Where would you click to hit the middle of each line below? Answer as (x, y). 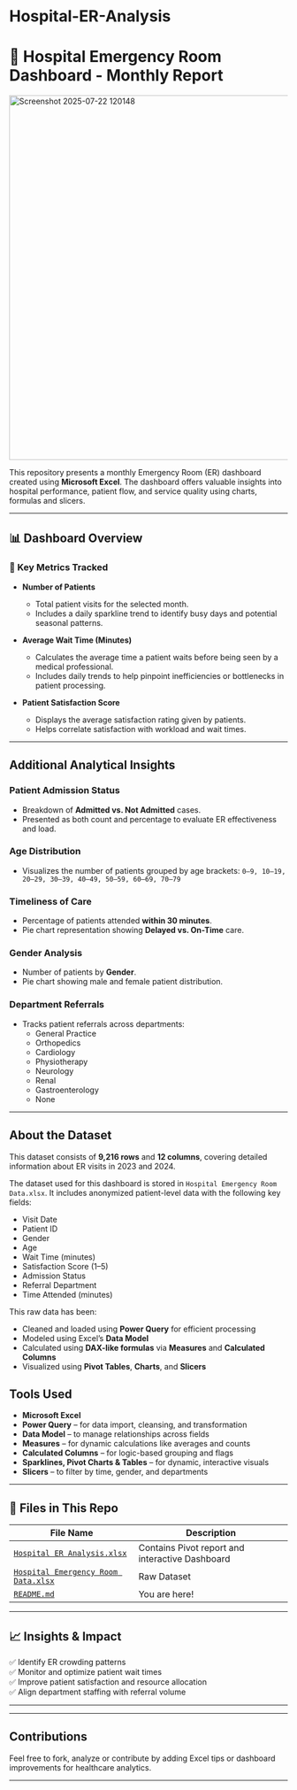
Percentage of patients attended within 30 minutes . (117, 921)
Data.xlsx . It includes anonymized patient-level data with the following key (145, 1192)
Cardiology (55, 1052)
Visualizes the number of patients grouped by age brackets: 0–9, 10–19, (154, 870)
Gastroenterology (67, 1090)
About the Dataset (61, 1135)
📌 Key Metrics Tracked (59, 567)
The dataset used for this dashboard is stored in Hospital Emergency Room (143, 1183)
